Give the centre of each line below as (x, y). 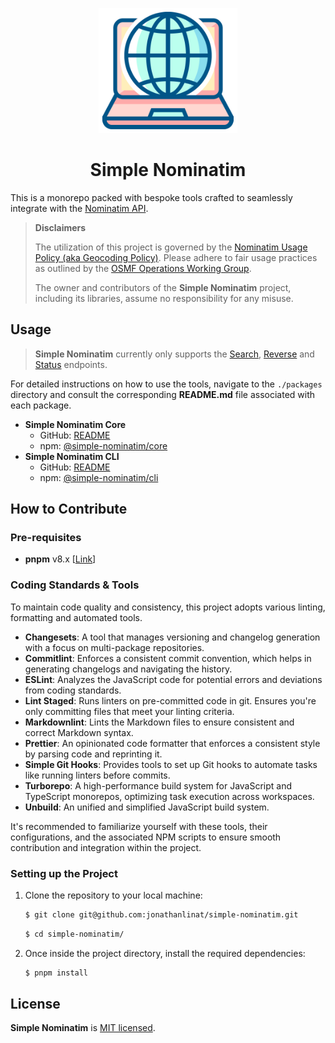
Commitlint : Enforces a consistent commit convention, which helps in (168, 658)
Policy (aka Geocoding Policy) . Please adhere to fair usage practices (176, 257)
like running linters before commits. (97, 775)
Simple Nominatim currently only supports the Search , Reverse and (174, 354)
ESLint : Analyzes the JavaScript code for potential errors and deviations (173, 679)
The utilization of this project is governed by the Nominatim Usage (171, 247)
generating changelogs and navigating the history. (128, 669)
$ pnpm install (56, 973)
